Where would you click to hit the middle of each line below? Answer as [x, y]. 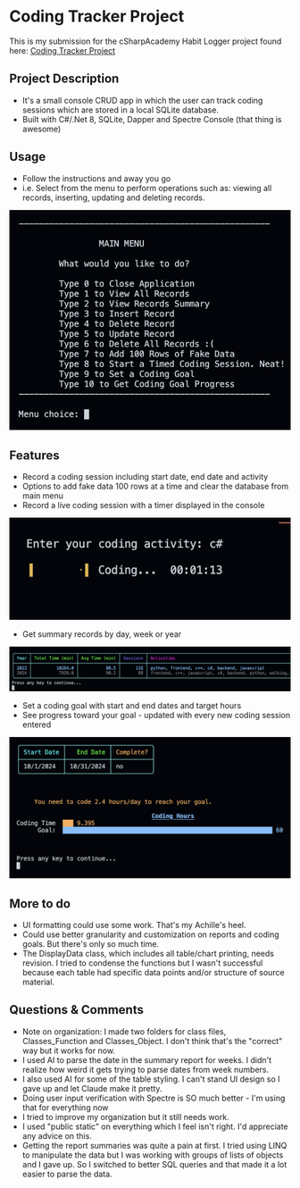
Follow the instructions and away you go [96, 178]
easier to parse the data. [67, 1174]
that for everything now [65, 1107]
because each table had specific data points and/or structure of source [153, 973]
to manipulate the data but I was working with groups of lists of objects [153, 1155]
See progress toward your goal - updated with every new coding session [156, 715]
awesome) [42, 129]
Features [34, 455]
